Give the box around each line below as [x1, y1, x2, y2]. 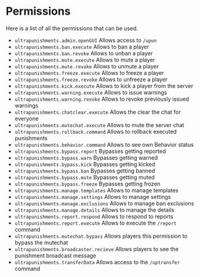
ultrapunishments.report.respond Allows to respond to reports [14, 213, 174, 220]
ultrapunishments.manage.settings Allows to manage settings [14, 193, 171, 200]
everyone [14, 115, 39, 122]
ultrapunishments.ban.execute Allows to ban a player [14, 43, 150, 50]
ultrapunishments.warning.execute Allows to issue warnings [14, 88, 167, 96]
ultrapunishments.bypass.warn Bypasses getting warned [14, 154, 158, 161]
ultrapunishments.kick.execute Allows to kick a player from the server [14, 82, 194, 90]
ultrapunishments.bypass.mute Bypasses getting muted [14, 173, 155, 181]
